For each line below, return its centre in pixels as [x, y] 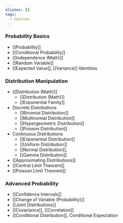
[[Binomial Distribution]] [44, 112]
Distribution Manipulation [37, 81]
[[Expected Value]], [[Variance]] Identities [55, 68]
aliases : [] [17, 10]
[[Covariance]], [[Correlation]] [43, 210]
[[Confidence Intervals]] [37, 194]
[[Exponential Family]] [42, 102]
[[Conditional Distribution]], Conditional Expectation [65, 216]
